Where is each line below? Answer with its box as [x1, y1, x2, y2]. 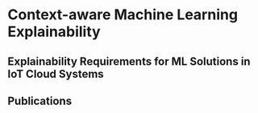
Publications [7, 94, 73, 107]
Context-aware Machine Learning [7, 6, 239, 24]
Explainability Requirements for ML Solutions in [7, 54, 251, 68]
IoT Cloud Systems [7, 67, 104, 81]
